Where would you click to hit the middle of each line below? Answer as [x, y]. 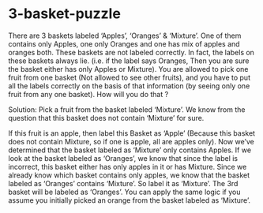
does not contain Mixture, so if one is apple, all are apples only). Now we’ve [131, 141]
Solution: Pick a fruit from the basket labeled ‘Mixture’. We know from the [127, 109]
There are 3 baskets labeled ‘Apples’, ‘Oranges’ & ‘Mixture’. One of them [125, 35]
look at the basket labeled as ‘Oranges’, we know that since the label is [123, 158]
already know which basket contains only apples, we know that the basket [129, 175]
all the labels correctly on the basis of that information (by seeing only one [129, 86]
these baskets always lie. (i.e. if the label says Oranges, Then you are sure [129, 61]
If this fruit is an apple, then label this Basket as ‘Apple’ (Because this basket [131, 133]
